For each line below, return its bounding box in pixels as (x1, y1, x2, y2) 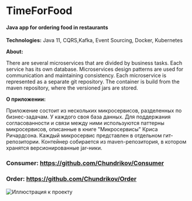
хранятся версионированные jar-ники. (6, 145, 102, 152)
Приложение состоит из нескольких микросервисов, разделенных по (6, 107, 182, 114)
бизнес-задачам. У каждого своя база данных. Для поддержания (6, 113, 171, 121)
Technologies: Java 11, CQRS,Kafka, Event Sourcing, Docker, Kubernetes (6, 37, 183, 44)
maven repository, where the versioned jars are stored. (6, 84, 139, 91)
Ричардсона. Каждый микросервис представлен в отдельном (6, 132, 162, 139)
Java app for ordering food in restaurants (6, 23, 108, 30)
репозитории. (6, 138, 40, 145)
